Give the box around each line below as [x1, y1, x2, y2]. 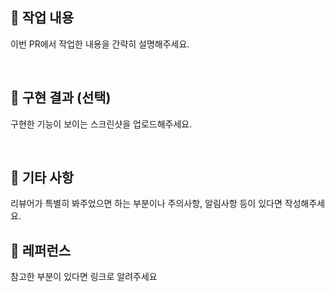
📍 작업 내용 [10, 9, 75, 27]
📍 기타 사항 [10, 169, 75, 187]
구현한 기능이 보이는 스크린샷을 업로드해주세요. [10, 118, 193, 130]
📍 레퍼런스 [10, 242, 72, 259]
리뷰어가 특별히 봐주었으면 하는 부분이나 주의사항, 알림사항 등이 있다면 [10, 198, 283, 210]
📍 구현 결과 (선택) [10, 89, 112, 107]
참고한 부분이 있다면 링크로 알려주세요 [10, 271, 158, 283]
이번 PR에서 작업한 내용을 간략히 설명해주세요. [10, 38, 190, 50]
